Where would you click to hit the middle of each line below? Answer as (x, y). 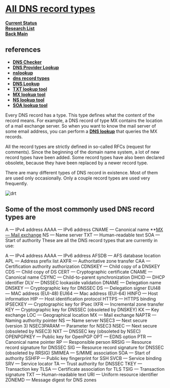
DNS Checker (27, 62)
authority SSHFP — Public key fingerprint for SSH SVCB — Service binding (83, 358)
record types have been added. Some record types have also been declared (85, 157)
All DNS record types (50, 9)
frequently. (16, 183)
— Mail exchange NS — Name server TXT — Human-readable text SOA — (83, 235)
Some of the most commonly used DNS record (80, 209)
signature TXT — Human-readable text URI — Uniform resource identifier (82, 374)
